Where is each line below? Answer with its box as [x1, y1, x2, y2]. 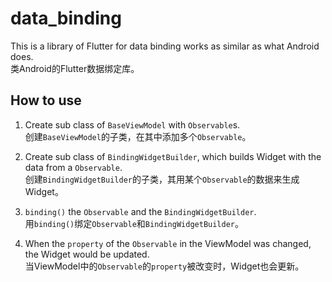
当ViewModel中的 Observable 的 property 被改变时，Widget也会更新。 [24, 260, 305, 272]
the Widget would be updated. [24, 248, 150, 260]
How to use [10, 92, 82, 109]
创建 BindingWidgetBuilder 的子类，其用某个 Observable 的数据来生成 [24, 173, 300, 185]
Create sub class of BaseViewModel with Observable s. [24, 118, 241, 131]
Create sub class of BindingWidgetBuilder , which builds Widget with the [24, 150, 322, 162]
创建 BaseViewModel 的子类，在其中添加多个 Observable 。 [24, 130, 252, 142]
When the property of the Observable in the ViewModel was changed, [24, 237, 312, 249]
